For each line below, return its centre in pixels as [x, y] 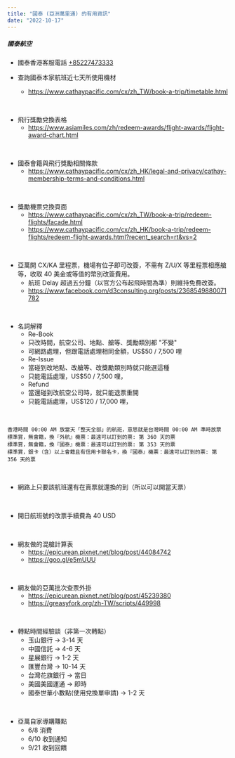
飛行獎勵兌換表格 [42, 120]
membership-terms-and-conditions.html [86, 179]
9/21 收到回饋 [47, 748]
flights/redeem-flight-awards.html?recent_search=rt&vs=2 [112, 237]
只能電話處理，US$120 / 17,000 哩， [80, 402]
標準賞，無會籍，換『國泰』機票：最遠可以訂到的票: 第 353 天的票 [92, 445]
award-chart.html [53, 135]
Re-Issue [41, 359]
